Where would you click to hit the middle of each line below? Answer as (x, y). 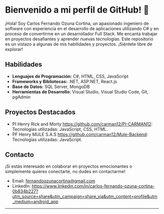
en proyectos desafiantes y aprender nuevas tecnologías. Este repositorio (79, 39)
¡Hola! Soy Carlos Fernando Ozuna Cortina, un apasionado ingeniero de (77, 23)
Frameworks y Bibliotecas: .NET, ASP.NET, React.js (64, 81)
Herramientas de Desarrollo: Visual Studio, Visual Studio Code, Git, (80, 91)
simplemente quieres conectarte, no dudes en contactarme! (65, 172)
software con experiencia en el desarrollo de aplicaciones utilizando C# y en (82, 28)
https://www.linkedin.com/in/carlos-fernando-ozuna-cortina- (93, 186)
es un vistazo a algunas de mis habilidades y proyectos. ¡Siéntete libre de (79, 44)
